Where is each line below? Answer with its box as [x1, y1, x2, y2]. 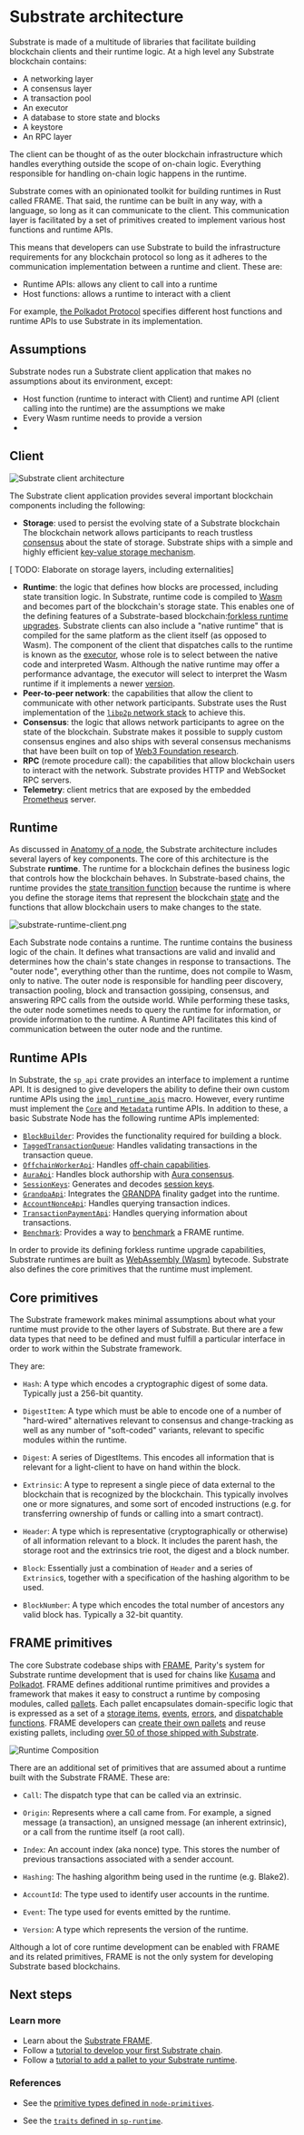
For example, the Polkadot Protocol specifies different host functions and [9, 306, 283, 317]
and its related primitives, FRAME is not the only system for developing [9, 1951, 274, 1962]
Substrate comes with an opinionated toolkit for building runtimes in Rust [9, 185, 281, 196]
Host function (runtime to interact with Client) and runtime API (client [22, 393, 279, 404]
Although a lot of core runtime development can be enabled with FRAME [9, 1941, 280, 1953]
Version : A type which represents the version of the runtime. [22, 1923, 249, 1934]
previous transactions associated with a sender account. [22, 1854, 234, 1864]
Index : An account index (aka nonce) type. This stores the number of [22, 1844, 280, 1855]
